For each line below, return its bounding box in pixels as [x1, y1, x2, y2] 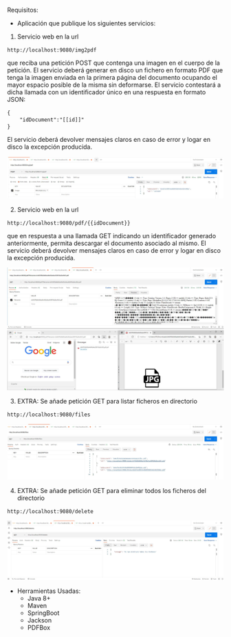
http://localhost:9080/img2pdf [7, 47, 97, 54]
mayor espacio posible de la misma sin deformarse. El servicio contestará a [7, 81, 221, 89]
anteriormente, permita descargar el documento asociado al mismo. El [7, 239, 206, 247]
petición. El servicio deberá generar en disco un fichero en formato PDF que [7, 66, 223, 74]
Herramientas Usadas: [16, 587, 81, 595]
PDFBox [27, 623, 50, 631]
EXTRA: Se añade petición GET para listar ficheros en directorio [16, 397, 198, 406]
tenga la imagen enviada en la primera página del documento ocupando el [7, 74, 218, 81]
